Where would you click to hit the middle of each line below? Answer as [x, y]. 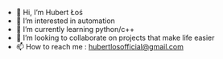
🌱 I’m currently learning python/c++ [75, 29]
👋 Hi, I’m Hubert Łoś [49, 12]
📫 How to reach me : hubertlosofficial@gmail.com [99, 47]
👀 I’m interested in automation [65, 21]
